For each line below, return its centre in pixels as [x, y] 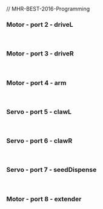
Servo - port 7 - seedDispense [51, 170]
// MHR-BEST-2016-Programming [48, 9]
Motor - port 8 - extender [44, 199]
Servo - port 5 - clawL [39, 112]
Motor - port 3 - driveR [40, 54]
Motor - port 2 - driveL [40, 24]
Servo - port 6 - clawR [39, 141]
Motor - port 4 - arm [36, 83]
